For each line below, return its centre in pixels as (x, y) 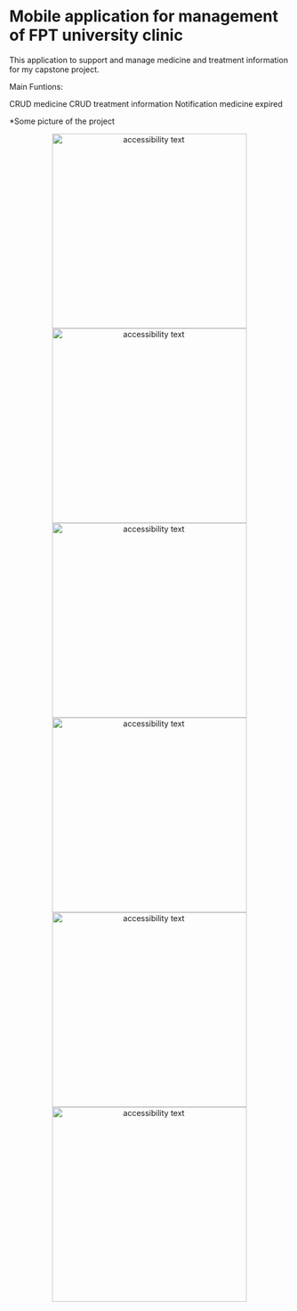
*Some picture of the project (62, 121)
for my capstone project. (54, 69)
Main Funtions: (36, 86)
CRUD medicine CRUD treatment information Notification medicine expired (146, 103)
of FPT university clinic (96, 35)
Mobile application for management (144, 16)
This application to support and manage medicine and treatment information (149, 60)
